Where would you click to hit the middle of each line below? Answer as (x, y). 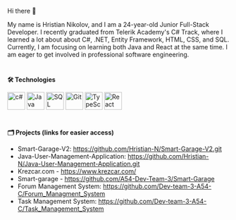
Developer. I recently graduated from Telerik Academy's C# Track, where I (115, 32)
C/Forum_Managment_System (61, 194)
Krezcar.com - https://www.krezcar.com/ (77, 171)
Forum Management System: (60, 186)
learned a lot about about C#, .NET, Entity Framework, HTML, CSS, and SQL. (118, 39)
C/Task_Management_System (61, 209)
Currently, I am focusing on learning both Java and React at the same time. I (117, 47)
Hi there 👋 (22, 11)
